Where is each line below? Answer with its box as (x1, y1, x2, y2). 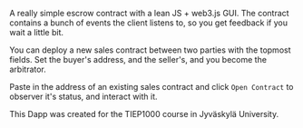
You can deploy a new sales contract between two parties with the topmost (9, 44, 292, 55)
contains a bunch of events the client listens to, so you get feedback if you (9, 17, 288, 28)
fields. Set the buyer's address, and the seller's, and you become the (9, 54, 268, 64)
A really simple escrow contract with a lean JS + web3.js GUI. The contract (9, 8, 289, 18)
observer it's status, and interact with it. (9, 91, 158, 102)
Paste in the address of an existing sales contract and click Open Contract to (9, 82, 294, 92)
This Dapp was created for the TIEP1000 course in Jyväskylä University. (9, 109, 279, 119)
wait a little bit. (9, 27, 64, 37)
